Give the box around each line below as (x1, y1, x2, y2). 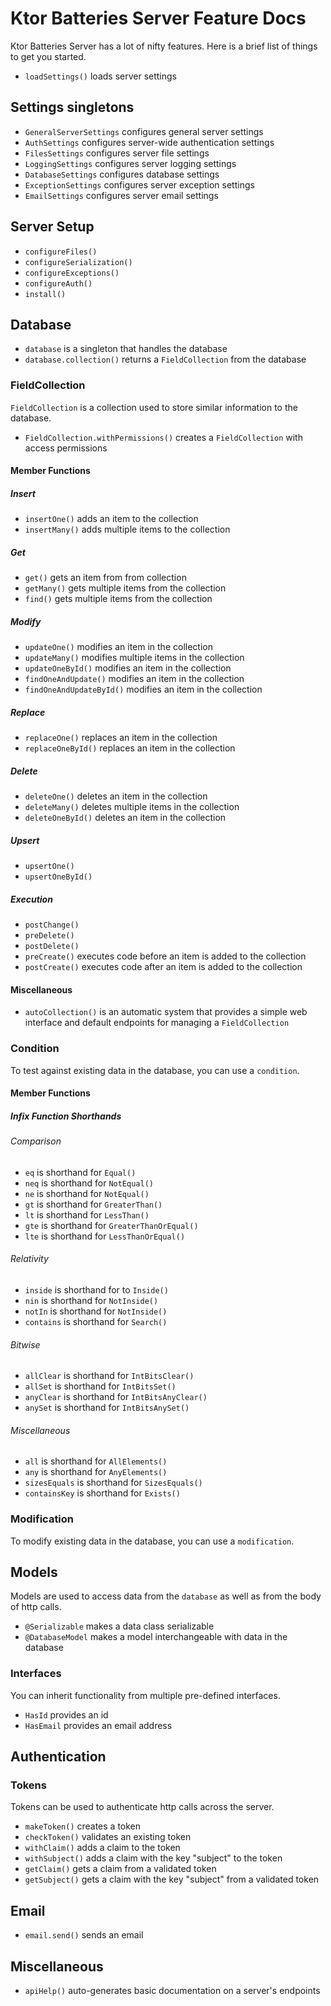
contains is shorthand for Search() (24, 1315, 168, 1327)
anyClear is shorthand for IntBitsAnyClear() (24, 1391, 208, 1403)
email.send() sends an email (24, 1929, 144, 1941)
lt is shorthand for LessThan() (24, 1208, 150, 1221)
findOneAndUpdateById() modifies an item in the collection (24, 683, 263, 696)
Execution (10, 893, 53, 905)
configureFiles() (24, 247, 98, 257)
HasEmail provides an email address (24, 1719, 173, 1731)
